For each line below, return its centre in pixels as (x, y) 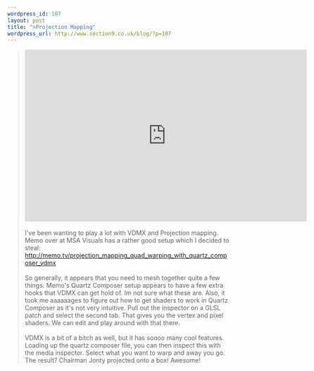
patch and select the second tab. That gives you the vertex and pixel (124, 315)
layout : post (26, 20)
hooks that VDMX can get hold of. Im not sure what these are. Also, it (125, 293)
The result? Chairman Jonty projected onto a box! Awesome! (112, 360)
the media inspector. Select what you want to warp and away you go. (125, 353)
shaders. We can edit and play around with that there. (102, 323)
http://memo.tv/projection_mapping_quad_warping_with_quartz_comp (126, 255)
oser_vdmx (40, 263)
